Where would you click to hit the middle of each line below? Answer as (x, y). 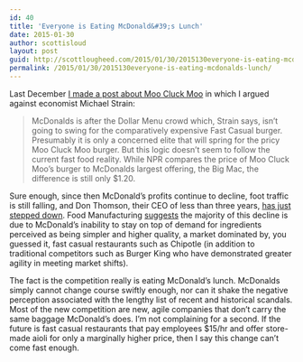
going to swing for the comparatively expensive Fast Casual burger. (157, 130)
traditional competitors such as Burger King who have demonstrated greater (151, 253)
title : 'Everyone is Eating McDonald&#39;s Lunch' (106, 26)
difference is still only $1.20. (83, 178)
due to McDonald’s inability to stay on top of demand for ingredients (136, 224)
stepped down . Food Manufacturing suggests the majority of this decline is (149, 215)
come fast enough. (44, 348)
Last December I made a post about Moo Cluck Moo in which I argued (139, 93)
